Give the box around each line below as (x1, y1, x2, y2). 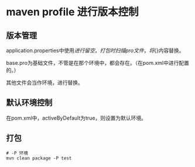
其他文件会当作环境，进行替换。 (6, 79, 83, 86)
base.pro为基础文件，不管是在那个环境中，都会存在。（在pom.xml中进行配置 (6, 60, 189, 66)
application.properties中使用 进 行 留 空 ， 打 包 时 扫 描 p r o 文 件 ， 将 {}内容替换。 (6, 47, 184, 54)
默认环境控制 (6, 98, 53, 108)
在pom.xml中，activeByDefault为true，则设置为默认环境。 (6, 114, 147, 121)
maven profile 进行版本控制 (6, 5, 139, 19)
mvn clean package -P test (6, 155, 72, 161)
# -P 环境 (6, 150, 28, 156)
